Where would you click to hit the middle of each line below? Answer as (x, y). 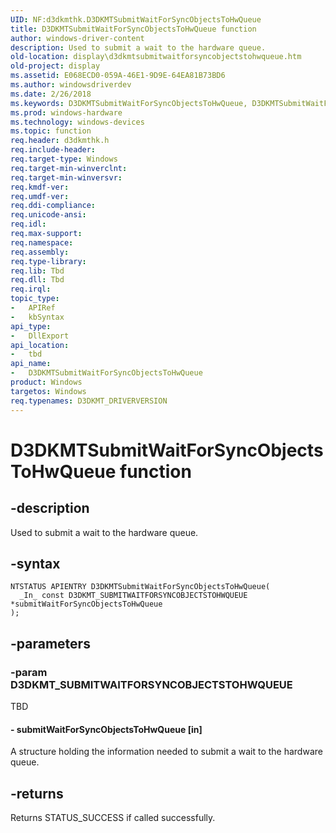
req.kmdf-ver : (40, 187)
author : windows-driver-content (77, 38)
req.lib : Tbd (37, 271)
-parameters (50, 643)
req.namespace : (42, 242)
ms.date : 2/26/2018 (51, 94)
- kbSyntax (37, 317)
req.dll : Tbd (37, 280)
